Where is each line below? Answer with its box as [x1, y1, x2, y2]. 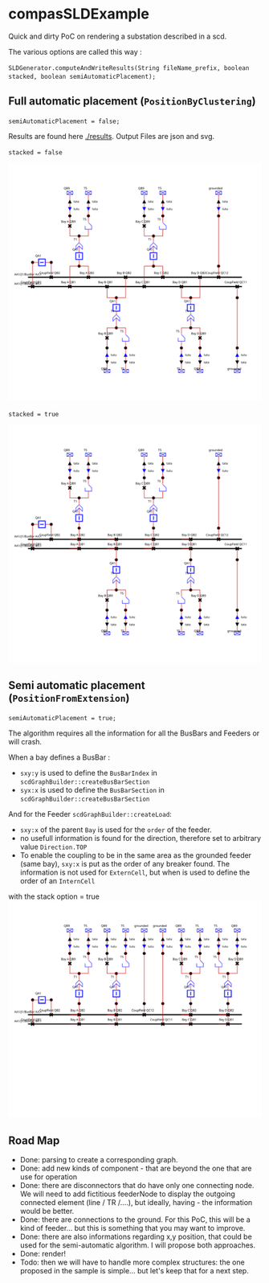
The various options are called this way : [8, 47, 142, 56]
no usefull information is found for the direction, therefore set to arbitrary [19, 833, 262, 842]
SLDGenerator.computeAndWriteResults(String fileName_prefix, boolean [8, 64, 250, 72]
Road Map [8, 1133, 60, 1147]
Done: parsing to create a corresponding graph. [19, 1154, 178, 1164]
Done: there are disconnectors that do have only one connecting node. [19, 1180, 255, 1190]
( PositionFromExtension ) [8, 691, 130, 705]
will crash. [8, 736, 43, 746]
